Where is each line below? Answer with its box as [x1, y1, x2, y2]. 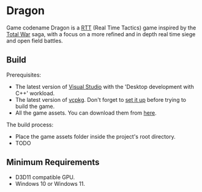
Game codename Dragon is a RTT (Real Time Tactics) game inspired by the [6, 24, 196, 31]
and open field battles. [6, 37, 63, 44]
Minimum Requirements [6, 157, 100, 167]
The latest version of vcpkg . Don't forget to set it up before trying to [15, 96, 187, 103]
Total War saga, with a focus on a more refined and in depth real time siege [6, 30, 196, 37]
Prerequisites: [6, 71, 42, 79]
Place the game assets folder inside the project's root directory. [15, 132, 176, 140]
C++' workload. [15, 90, 55, 97]
